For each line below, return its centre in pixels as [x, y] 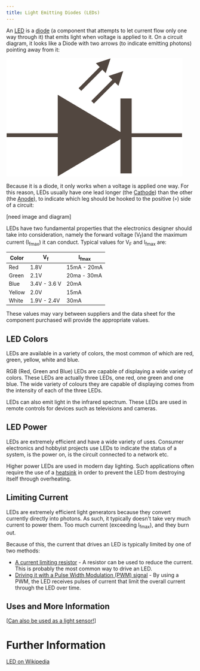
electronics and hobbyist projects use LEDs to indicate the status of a [92, 448]
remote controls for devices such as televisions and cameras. [81, 409]
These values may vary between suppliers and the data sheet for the [91, 314]
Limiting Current [37, 498]
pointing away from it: [33, 49]
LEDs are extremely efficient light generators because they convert [89, 512]
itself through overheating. [39, 479]
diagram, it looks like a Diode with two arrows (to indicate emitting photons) [99, 43]
